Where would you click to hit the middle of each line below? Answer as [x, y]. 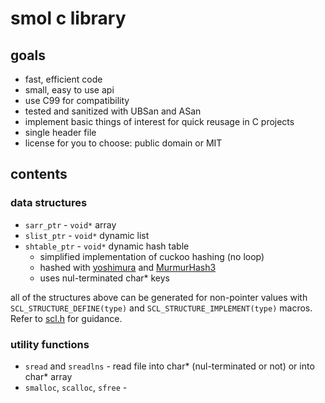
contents [39, 174]
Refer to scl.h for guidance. [66, 318]
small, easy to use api [69, 90]
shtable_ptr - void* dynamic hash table [107, 246]
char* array [48, 376]
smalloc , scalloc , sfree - [76, 387]
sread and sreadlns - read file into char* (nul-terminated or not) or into [169, 366]
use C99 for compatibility [77, 100]
